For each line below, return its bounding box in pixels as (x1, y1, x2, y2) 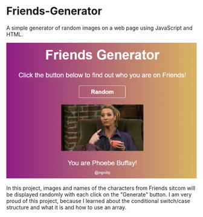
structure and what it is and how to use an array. (6, 204, 127, 211)
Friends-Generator (6, 4, 103, 18)
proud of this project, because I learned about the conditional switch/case (6, 197, 190, 204)
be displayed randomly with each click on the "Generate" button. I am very (6, 190, 192, 198)
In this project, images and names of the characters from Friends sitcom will (6, 184, 195, 192)
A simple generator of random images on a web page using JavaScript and (6, 24, 193, 31)
